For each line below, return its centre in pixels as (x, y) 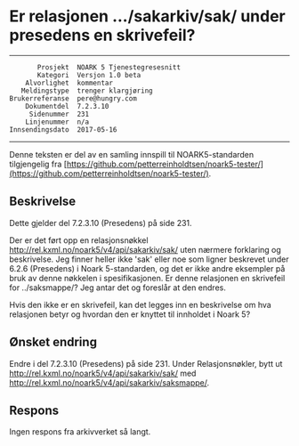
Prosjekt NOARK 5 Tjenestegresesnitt (109, 67)
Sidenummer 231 (59, 114)
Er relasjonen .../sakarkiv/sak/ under (148, 16)
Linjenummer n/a (57, 122)
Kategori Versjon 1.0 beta (89, 75)
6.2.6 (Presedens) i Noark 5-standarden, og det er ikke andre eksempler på (147, 268)
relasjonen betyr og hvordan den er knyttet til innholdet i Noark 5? (130, 314)
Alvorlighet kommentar (69, 83)
